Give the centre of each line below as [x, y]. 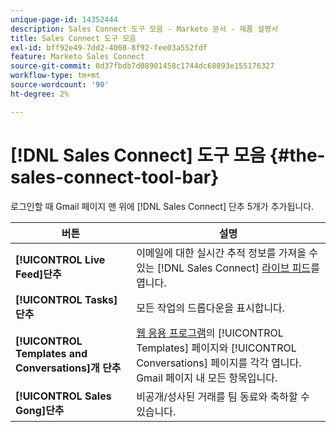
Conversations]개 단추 [68, 368]
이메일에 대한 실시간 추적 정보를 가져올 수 [227, 253]
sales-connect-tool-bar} [115, 177]
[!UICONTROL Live [60, 259]
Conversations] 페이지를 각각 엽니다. [219, 363]
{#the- [297, 155]
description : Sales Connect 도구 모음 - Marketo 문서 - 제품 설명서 [144, 29]
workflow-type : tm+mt [55, 76]
